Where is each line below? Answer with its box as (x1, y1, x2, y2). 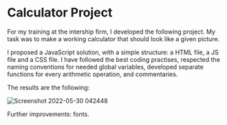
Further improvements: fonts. (7, 110, 89, 118)
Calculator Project (7, 5, 113, 21)
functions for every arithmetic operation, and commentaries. (7, 70, 178, 78)
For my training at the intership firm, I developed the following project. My (7, 27, 215, 36)
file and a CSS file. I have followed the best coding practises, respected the (7, 55, 220, 63)
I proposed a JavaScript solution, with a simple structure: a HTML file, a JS (7, 48, 219, 56)
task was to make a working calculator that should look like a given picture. (7, 34, 220, 43)
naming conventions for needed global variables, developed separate (7, 62, 204, 71)
